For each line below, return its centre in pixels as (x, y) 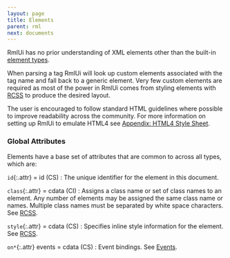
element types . (28, 60)
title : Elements (30, 20)
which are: (22, 164)
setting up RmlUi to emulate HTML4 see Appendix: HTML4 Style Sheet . (109, 123)
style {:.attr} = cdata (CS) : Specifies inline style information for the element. (115, 226)
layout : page (26, 13)
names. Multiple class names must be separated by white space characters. (115, 205)
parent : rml (24, 26)
